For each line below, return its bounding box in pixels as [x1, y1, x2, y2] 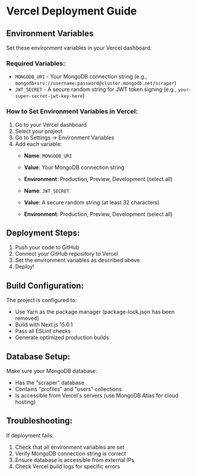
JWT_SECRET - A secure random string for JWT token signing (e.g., [14, 86, 177, 93]
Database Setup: [6, 351, 70, 361]
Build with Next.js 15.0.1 [14, 321, 73, 328]
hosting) [14, 398, 36, 405]
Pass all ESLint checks [14, 328, 71, 335]
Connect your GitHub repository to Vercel [14, 250, 119, 258]
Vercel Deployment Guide [6, 4, 137, 18]
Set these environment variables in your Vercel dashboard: [6, 44, 152, 51]
